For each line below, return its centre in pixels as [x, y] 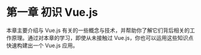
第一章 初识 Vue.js [52, 12]
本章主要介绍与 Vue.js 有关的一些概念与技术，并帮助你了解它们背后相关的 [98, 30]
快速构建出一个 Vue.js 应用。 [42, 45]
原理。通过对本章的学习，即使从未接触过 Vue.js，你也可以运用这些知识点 [102, 37]
